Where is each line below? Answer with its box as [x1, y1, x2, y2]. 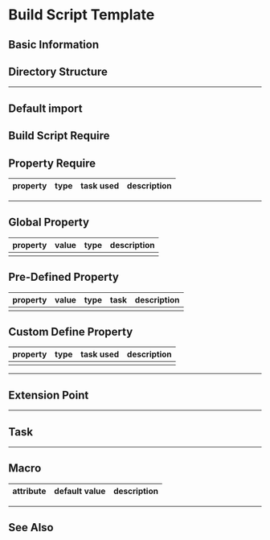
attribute [12, 485, 47, 497]
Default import [8, 101, 83, 115]
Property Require [8, 156, 96, 170]
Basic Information [8, 38, 100, 52]
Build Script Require [8, 129, 110, 142]
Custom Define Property [8, 325, 133, 339]
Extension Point [8, 388, 89, 402]
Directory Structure [8, 64, 108, 78]
